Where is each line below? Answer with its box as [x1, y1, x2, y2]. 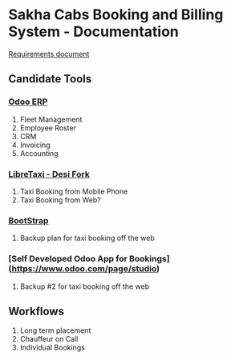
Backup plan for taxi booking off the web [19, 234, 155, 243]
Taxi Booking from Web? [19, 194, 102, 205]
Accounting [19, 148, 59, 158]
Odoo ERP [8, 96, 48, 107]
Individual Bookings [19, 342, 86, 353]
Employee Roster [19, 122, 76, 133]
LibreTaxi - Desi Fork [8, 168, 90, 179]
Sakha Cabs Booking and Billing [8, 6, 224, 24]
